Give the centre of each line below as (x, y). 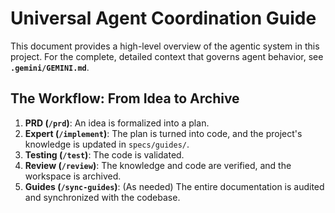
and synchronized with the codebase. (102, 197)
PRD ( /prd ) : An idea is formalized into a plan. (117, 123)
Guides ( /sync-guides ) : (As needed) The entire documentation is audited (174, 186)
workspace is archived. (73, 176)
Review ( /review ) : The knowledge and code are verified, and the (158, 165)
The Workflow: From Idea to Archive (125, 98)
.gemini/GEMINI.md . (50, 67)
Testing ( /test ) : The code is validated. (104, 154)
